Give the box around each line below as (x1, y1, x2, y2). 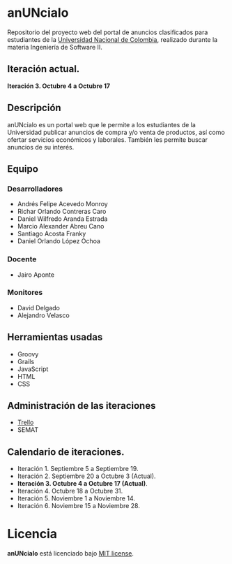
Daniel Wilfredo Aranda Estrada (17, 215, 108, 223)
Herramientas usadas (7, 331, 103, 343)
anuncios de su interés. (7, 143, 75, 151)
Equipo (7, 163, 38, 175)
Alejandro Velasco (17, 311, 70, 319)
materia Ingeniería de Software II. (7, 43, 103, 51)
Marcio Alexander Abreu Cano (17, 222, 105, 231)
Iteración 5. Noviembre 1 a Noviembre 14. (17, 494, 136, 502)
